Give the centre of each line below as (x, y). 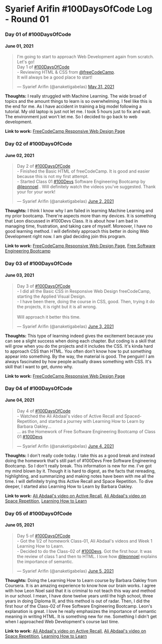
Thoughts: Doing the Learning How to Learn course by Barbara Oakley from (81, 580)
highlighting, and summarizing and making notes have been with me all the (79, 476)
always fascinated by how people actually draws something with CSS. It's (78, 361)
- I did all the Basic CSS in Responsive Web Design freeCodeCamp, (84, 291)
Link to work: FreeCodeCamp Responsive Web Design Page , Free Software (80, 246)
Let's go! (26, 62)
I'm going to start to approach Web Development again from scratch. (85, 57)
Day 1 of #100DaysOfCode (43, 67)
